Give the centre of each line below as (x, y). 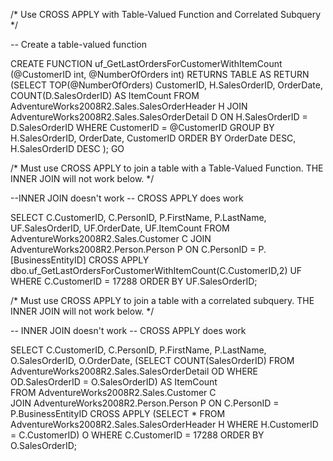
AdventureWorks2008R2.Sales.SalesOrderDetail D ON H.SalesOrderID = (159, 117)
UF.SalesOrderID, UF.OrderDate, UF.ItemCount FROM (120, 228)
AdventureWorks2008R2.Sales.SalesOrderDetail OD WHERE (134, 371)
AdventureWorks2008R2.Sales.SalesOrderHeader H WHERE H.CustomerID (164, 424)
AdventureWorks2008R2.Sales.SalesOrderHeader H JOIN (129, 106)
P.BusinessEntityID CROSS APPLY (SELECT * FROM (118, 413)
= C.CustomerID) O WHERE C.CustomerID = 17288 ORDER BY (137, 435)
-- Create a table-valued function (79, 44)
